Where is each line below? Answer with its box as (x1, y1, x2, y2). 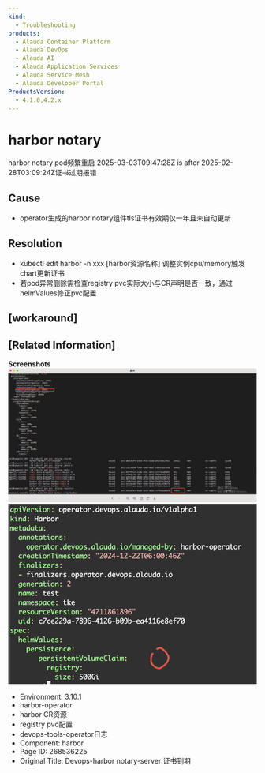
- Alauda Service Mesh (15, 71, 90, 79)
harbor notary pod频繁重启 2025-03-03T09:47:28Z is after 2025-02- (8, 158, 233, 167)
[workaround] (8, 312, 78, 325)
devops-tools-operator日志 (19, 730, 108, 739)
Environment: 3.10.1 (19, 692, 82, 702)
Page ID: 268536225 (19, 747, 88, 756)
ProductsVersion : (8, 88, 65, 96)
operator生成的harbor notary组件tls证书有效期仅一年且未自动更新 (19, 213, 231, 223)
